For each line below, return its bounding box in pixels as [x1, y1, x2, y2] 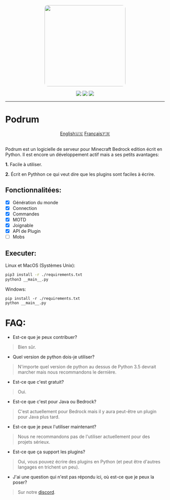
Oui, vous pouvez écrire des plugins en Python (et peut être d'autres [17, 458, 161, 464]
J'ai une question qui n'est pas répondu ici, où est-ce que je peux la [12, 474, 154, 480]
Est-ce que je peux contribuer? [12, 334, 77, 340]
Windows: [5, 286, 26, 292]
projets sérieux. [17, 439, 51, 445]
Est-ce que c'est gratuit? [12, 379, 64, 385]
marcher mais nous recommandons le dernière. [17, 369, 117, 375]
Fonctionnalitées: [5, 186, 62, 195]
